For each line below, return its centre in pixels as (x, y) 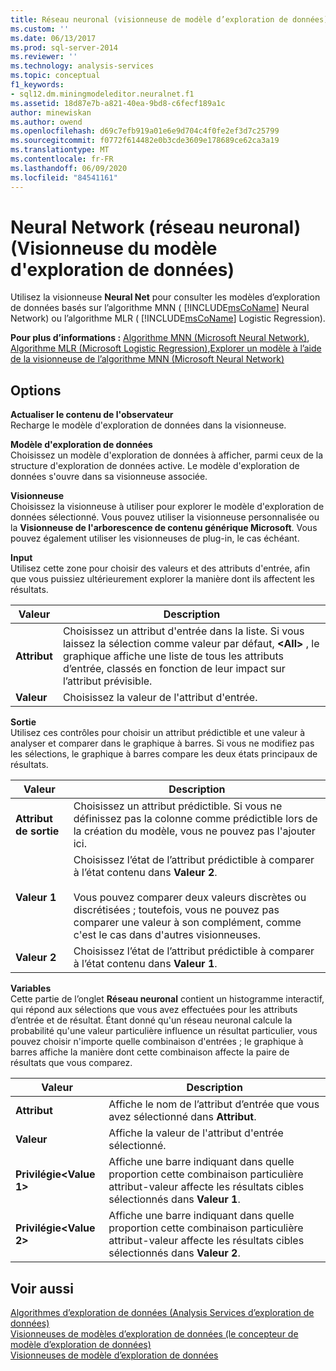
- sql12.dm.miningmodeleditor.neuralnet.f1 (102, 94)
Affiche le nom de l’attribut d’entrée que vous (214, 1104)
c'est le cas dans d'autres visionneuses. (167, 935)
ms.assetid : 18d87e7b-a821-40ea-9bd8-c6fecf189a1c (118, 103)
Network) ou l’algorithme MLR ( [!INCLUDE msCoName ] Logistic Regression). (168, 318)
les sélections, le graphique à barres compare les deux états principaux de (164, 754)
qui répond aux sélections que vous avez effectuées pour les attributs (154, 1010)
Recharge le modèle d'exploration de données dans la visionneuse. (148, 425)
